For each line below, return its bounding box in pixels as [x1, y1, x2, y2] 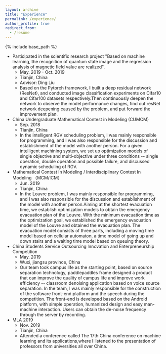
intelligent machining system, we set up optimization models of [19, 148, 148, 154]
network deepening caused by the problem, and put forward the [19, 106, 151, 112]
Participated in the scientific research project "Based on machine [12, 53, 145, 59]
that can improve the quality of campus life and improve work [19, 275, 145, 281]
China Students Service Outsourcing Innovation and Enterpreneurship [12, 243, 155, 249]
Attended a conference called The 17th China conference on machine [19, 333, 161, 339]
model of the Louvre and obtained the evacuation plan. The [19, 222, 141, 228]
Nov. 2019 [19, 322, 41, 328]
